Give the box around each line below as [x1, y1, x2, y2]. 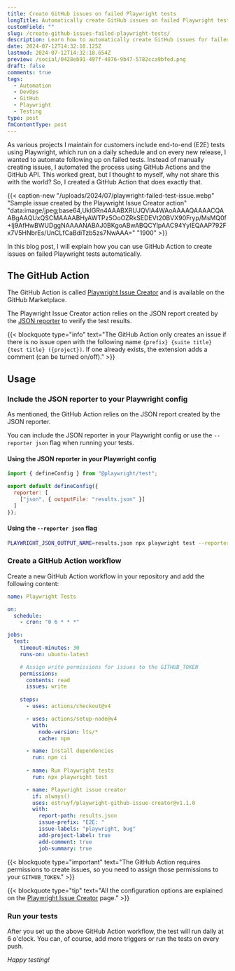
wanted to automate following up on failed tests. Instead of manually [7, 155, 204, 163]
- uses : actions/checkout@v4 [25, 702, 111, 710]
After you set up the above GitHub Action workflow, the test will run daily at [7, 927, 224, 935]
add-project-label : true [38, 831, 111, 838]
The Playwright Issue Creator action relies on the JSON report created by [7, 309, 218, 318]
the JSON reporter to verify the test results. [7, 317, 132, 325]
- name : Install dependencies [25, 747, 114, 754]
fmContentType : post [7, 121, 68, 128]
